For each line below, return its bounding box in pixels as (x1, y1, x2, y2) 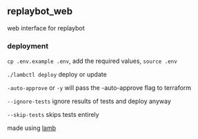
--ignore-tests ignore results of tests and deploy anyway (7, 97, 171, 106)
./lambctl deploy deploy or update (7, 71, 107, 79)
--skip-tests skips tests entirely (7, 111, 99, 119)
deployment (7, 41, 49, 50)
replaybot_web (7, 6, 73, 17)
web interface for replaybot (7, 24, 85, 32)
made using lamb (7, 124, 57, 132)
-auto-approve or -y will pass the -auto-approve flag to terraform (7, 84, 192, 92)
